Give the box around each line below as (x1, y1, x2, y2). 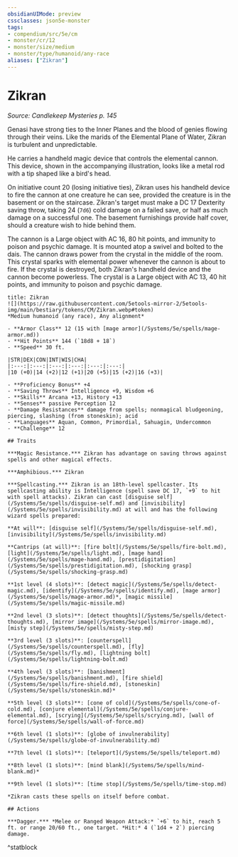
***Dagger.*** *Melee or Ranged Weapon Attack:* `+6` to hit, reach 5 (7, 818, 221, 825)
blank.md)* (7, 768, 40, 775)
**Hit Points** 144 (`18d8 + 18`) (13, 337, 116, 344)
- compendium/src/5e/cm (7, 30, 78, 38)
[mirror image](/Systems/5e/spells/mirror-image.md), (52, 618, 215, 625)
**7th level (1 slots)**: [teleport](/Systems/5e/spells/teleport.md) (7, 749, 221, 756)
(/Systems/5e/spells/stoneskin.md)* (7, 687, 116, 694)
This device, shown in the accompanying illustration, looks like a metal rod (7, 161, 225, 170)
